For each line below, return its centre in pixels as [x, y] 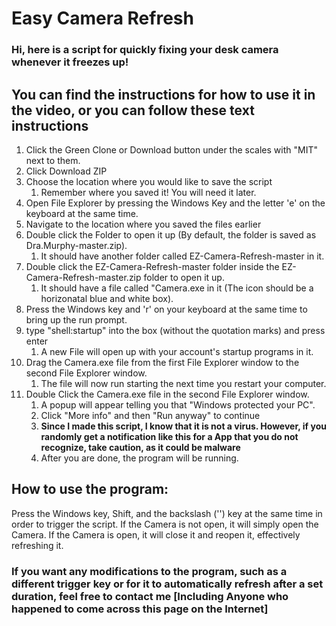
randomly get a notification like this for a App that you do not [169, 436]
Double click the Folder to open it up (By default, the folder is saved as [171, 234]
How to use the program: [90, 489]
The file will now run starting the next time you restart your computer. [183, 383]
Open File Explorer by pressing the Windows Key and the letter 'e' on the [175, 203]
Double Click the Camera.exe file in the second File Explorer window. [167, 394]
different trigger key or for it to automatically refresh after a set [167, 584]
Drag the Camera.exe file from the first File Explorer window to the [162, 362]
